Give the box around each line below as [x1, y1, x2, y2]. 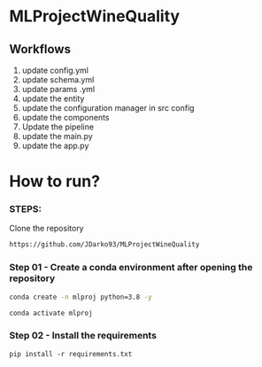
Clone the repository [9, 223, 84, 234]
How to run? [9, 171, 100, 191]
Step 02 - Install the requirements [9, 330, 158, 342]
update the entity [21, 93, 85, 104]
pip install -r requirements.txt [9, 349, 133, 358]
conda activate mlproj [9, 308, 93, 317]
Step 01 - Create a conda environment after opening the [9, 262, 253, 274]
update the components [21, 113, 110, 122]
